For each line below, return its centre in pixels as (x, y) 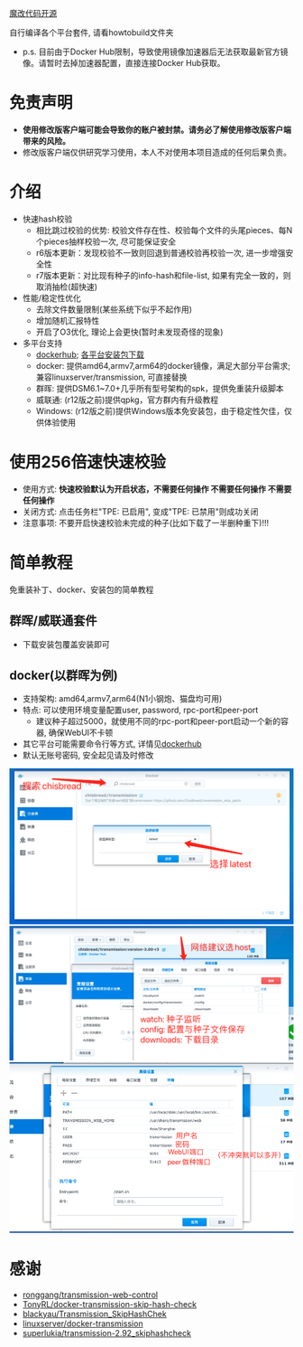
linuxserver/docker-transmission (83, 1323)
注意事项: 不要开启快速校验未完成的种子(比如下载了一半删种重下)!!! (146, 523)
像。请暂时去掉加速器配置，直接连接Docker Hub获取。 (124, 63)
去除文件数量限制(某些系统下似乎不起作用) (114, 309)
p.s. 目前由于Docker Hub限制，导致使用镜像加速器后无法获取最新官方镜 (155, 52)
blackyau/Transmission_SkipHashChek (94, 1314)
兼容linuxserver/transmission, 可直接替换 (111, 377)
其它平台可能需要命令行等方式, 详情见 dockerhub (112, 744)
